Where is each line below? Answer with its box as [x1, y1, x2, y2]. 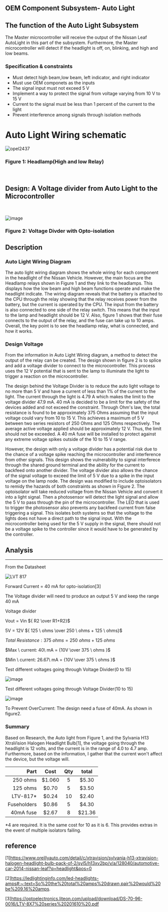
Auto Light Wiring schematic [5, 129, 126, 140]
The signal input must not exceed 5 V [12, 85, 89, 91]
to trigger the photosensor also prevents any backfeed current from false [5, 505, 156, 511]
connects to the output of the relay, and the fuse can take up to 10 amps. [5, 318, 155, 324]
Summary [5, 723, 30, 730]
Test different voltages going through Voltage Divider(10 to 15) [5, 686, 133, 692]
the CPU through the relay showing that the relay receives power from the [5, 296, 157, 302]
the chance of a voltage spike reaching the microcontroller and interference [5, 451, 161, 458]
